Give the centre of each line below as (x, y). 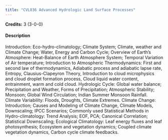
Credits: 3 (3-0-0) (24, 24)
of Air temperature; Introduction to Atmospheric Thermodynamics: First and (83, 63)
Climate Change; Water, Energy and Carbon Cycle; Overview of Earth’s (78, 52)
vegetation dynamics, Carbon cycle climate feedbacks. (62, 132)
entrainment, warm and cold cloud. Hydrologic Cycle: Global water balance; (83, 84)
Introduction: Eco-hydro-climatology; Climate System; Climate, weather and (83, 47)
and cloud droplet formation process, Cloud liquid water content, (72, 79)
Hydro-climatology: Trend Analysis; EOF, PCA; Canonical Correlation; (76, 116)
